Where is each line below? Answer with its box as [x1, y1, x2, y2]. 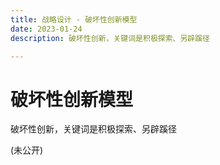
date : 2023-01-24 [10, 24, 83, 34]
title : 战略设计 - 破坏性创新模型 [10, 14, 138, 25]
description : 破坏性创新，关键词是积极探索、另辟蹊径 [10, 33, 211, 43]
